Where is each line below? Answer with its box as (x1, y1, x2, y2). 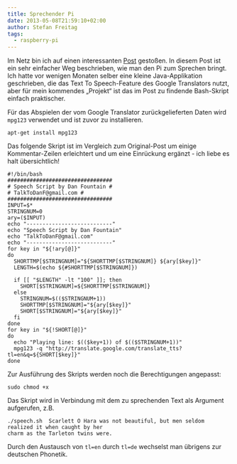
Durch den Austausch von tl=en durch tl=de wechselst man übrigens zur (7, 443, 222, 451)
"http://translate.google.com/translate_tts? (45, 345, 182, 352)
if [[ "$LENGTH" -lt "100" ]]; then (13, 277, 122, 284)
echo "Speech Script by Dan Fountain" (7, 227, 122, 234)
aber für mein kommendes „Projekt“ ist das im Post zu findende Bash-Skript (7, 87, 229, 95)
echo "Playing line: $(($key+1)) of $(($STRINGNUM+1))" (13, 339, 182, 346)
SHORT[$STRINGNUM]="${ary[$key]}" (20, 307, 122, 315)
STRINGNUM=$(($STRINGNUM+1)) (20, 295, 106, 302)
